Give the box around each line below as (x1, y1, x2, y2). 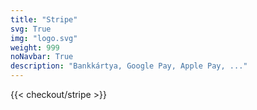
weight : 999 (10, 42, 60, 53)
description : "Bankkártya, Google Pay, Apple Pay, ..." (10, 61, 248, 71)
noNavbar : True (10, 52, 74, 62)
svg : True (10, 24, 52, 34)
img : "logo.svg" (10, 33, 78, 43)
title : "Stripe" (10, 14, 78, 25)
